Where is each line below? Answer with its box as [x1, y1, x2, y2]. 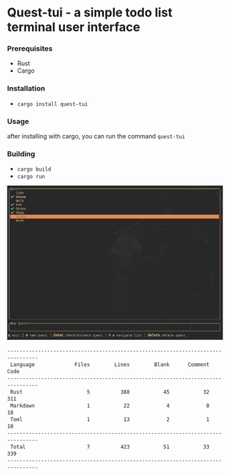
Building [7, 149, 36, 158]
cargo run [16, 173, 46, 180]
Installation [7, 84, 46, 93]
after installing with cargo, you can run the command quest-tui [7, 132, 186, 141]
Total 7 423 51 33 [10, 443, 210, 450]
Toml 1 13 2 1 [10, 416, 210, 423]
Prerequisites [7, 44, 53, 53]
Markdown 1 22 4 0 [10, 402, 210, 409]
